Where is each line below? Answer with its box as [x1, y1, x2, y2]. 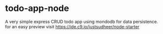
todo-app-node [5, 3, 70, 14]
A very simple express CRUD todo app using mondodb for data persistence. [5, 19, 158, 24]
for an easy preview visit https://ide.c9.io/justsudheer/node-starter [5, 23, 140, 29]
